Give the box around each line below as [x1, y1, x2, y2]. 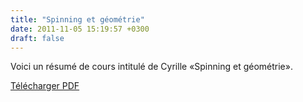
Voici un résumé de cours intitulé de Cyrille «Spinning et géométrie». [10, 61, 293, 73]
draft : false [10, 33, 65, 43]
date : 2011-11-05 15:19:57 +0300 [10, 24, 150, 34]
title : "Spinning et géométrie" [10, 14, 145, 25]
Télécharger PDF [10, 80, 80, 92]
